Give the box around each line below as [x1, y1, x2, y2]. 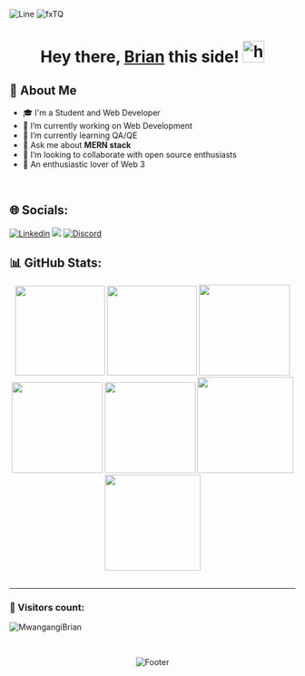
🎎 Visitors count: [9, 601, 84, 613]
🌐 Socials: [9, 202, 69, 218]
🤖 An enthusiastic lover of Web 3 [22, 159, 145, 170]
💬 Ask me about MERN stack [22, 140, 132, 150]
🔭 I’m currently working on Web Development [22, 121, 193, 131]
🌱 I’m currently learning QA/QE [22, 130, 138, 141]
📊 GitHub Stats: [9, 255, 103, 271]
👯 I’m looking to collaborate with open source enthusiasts [22, 150, 238, 160]
